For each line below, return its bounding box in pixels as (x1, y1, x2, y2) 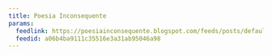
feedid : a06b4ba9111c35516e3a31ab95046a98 (15, 34, 161, 43)
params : (8, 19, 35, 27)
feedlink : (15, 27, 49, 35)
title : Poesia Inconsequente (8, 11, 107, 20)
